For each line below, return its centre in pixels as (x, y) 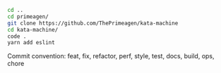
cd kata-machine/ (33, 29)
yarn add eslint (31, 43)
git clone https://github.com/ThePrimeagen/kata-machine (93, 23)
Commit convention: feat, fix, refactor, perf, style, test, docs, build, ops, (111, 56)
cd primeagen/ (28, 16)
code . (17, 36)
